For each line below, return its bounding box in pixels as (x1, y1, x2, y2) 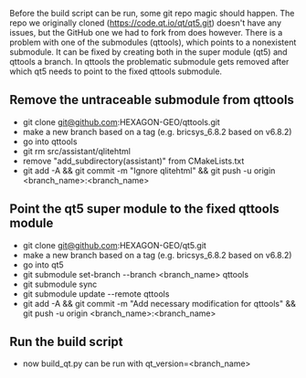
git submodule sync (22, 278, 98, 289)
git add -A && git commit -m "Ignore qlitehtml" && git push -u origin (22, 164, 276, 176)
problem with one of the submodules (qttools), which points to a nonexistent (9, 37, 297, 47)
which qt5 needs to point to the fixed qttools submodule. (9, 66, 222, 77)
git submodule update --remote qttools (22, 288, 170, 299)
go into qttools (22, 136, 78, 147)
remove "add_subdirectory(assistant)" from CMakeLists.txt (22, 155, 245, 166)
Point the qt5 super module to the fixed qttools (9, 201, 280, 217)
